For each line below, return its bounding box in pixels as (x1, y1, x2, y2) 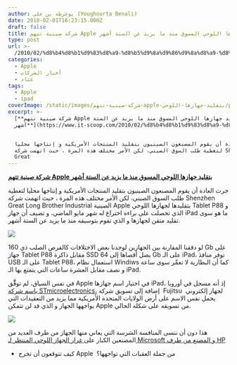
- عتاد (14, 75, 34, 83)
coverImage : (8, 102, 43, 109)
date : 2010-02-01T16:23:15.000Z (8, 17, 103, 24)
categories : (8, 56, 43, 63)
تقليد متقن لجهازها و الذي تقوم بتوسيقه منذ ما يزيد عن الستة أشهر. (8, 216, 181, 225)
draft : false (8, 23, 46, 30)
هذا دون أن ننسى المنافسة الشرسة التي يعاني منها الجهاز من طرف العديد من (8, 328, 208, 337)
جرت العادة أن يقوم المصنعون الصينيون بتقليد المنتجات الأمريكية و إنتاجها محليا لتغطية (8, 186, 229, 195)
